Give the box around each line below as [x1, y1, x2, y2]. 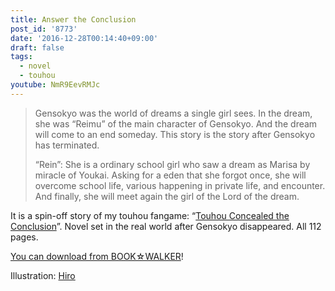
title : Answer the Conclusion [10, 14, 137, 25]
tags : [10, 52, 33, 62]
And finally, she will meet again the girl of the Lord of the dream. [34, 190, 300, 202]
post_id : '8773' [10, 24, 78, 34]
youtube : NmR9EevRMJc [10, 80, 101, 90]
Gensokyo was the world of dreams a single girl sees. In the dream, [34, 107, 313, 119]
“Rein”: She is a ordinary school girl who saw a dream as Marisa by [34, 158, 311, 170]
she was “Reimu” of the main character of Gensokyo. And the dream [34, 117, 318, 130]
